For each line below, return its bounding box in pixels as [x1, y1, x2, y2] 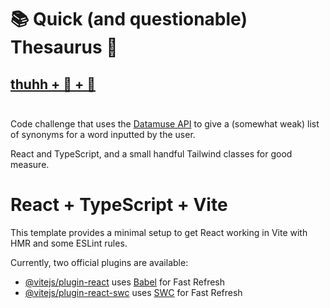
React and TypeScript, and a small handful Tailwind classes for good [10, 148, 293, 160]
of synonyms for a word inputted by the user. [10, 129, 196, 140]
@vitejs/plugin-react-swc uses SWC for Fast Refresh [24, 286, 243, 298]
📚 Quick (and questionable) [10, 8, 248, 31]
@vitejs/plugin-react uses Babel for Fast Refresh [24, 276, 226, 288]
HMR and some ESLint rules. [10, 237, 128, 249]
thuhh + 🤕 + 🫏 [10, 76, 96, 93]
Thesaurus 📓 [10, 36, 118, 59]
